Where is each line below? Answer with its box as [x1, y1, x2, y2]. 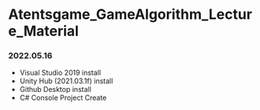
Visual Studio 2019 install [19, 68, 101, 78]
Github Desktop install [19, 85, 92, 94]
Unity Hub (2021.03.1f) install [19, 76, 113, 86]
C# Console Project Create [19, 93, 107, 103]
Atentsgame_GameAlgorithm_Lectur [8, 5, 253, 24]
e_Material [8, 22, 79, 40]
